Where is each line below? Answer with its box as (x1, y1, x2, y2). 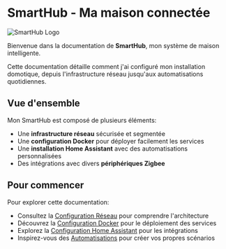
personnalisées (17, 151, 61, 160)
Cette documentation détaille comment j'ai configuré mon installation (7, 62, 206, 70)
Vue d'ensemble (7, 98, 80, 110)
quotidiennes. (7, 77, 47, 85)
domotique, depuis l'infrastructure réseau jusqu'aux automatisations (7, 70, 204, 78)
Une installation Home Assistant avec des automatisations (17, 144, 188, 153)
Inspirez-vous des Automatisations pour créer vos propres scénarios (17, 234, 215, 242)
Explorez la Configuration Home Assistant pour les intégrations (17, 226, 199, 234)
